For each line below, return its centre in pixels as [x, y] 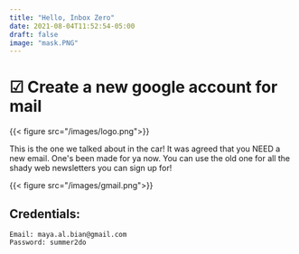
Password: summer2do [48, 242]
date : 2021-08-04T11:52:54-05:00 [72, 26]
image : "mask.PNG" [44, 43]
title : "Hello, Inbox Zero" [62, 18]
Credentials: [45, 214]
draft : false [34, 34]
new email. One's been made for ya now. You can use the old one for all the [150, 159]
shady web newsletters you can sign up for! [91, 168]
